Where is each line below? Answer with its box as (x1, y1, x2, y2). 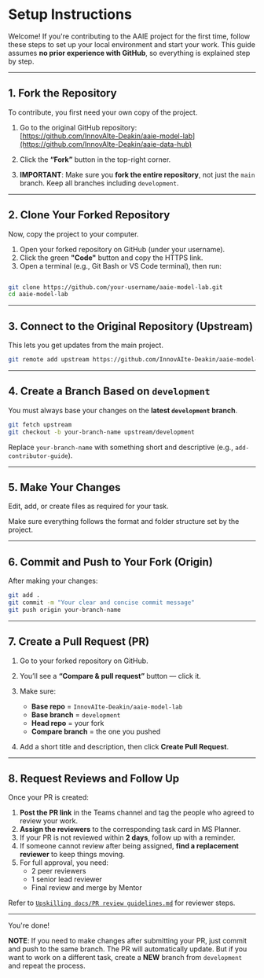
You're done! (8, 921, 49, 930)
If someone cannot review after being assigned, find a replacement (19, 841, 240, 851)
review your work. (19, 816, 79, 826)
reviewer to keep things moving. (19, 850, 126, 859)
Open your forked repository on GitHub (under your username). (19, 244, 225, 254)
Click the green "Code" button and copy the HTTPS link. (19, 253, 203, 262)
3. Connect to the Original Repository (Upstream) (8, 320, 254, 333)
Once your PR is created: (8, 793, 89, 802)
